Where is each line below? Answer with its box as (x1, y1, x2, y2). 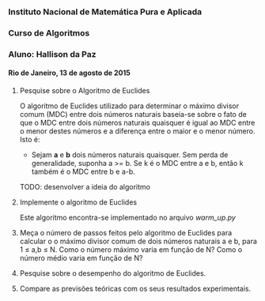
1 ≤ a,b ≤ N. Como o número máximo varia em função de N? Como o (19, 244, 243, 254)
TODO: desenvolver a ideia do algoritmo (19, 182, 150, 191)
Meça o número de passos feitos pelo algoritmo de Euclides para (19, 228, 233, 237)
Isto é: (19, 134, 40, 144)
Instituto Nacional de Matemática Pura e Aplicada (8, 6, 203, 17)
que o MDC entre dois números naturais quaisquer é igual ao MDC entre (19, 118, 256, 127)
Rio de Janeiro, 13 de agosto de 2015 (8, 68, 131, 77)
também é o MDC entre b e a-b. (31, 167, 136, 176)
